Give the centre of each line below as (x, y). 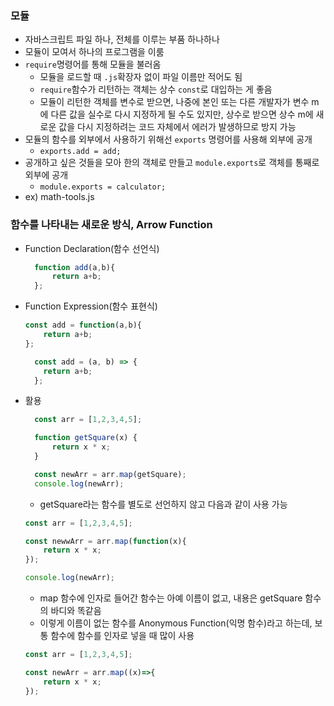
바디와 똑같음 (76, 611)
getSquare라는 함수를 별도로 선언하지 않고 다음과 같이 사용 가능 (163, 504)
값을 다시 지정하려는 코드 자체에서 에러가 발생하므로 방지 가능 (177, 127)
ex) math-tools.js (59, 197)
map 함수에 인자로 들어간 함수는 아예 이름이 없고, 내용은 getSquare (171, 598)
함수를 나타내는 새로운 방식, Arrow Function (111, 225)
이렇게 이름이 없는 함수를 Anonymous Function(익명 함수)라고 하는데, (176, 623)
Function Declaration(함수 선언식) (92, 248)
